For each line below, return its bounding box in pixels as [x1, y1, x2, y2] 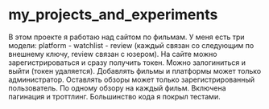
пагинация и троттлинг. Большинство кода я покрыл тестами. [8, 91, 221, 101]
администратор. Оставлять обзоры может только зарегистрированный [8, 75, 255, 84]
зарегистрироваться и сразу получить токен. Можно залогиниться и [8, 58, 246, 67]
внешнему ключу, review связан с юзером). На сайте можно [8, 49, 217, 59]
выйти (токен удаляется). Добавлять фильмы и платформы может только [8, 66, 262, 75]
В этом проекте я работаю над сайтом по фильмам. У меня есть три [8, 32, 245, 42]
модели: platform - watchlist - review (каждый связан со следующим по [8, 40, 255, 50]
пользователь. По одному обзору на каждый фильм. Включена [8, 83, 226, 93]
